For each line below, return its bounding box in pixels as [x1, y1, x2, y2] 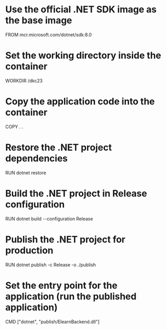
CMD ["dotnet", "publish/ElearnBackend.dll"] [5, 318, 100, 325]
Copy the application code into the [5, 96, 155, 108]
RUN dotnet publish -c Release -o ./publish [5, 262, 96, 268]
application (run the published [5, 290, 137, 302]
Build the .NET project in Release [5, 187, 148, 199]
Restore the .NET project [5, 142, 112, 153]
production [5, 245, 54, 256]
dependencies [5, 153, 68, 164]
